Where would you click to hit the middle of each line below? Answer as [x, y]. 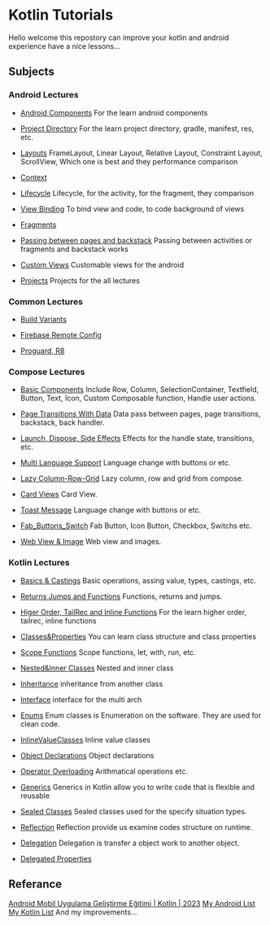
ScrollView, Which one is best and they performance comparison [129, 161]
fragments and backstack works [74, 249]
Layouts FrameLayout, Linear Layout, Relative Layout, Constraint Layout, [141, 153]
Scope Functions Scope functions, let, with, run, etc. [108, 652]
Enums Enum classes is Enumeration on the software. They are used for [141, 715]
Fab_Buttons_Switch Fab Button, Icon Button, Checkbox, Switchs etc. [136, 526]
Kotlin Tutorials [61, 15]
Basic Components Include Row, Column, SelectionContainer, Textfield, [139, 390]
